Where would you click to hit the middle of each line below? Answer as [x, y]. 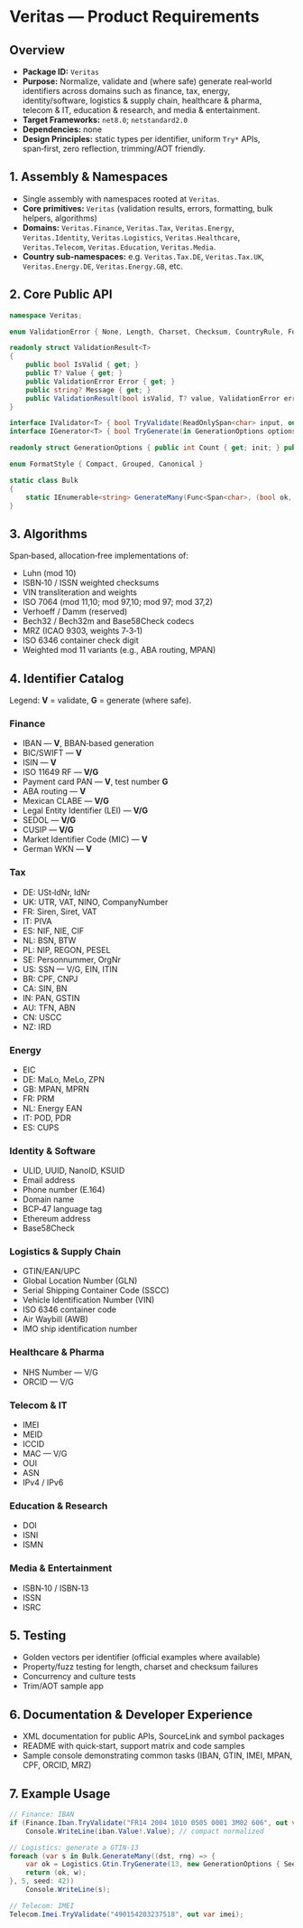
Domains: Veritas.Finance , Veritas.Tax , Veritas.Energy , [128, 227]
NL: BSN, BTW [49, 940]
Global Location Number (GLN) [80, 1281]
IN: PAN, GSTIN [51, 997]
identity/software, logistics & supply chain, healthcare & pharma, [142, 100]
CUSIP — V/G [48, 830]
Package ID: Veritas [60, 71]
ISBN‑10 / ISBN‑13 [55, 1588]
